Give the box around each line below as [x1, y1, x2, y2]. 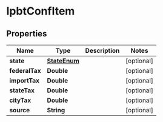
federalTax [9, 67, 41, 75]
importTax [9, 76, 40, 84]
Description [85, 47, 120, 55]
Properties [6, 29, 47, 39]
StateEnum [47, 56, 80, 65]
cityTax [9, 96, 32, 104]
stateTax [9, 86, 35, 95]
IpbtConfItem [6, 4, 75, 18]
